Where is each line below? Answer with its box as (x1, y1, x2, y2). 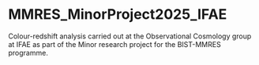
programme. (8, 48, 49, 57)
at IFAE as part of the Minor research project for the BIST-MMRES (8, 39, 221, 49)
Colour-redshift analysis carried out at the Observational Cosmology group (8, 31, 252, 41)
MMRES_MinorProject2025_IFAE (8, 5, 227, 23)
